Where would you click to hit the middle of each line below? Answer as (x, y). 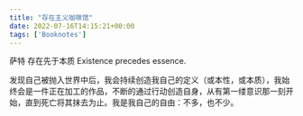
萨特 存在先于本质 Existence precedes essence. (98, 61)
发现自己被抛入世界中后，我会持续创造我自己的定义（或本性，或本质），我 (146, 80)
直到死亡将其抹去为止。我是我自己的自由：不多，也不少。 (132, 103)
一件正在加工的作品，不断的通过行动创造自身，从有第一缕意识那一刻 (159, 92)
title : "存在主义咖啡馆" (51, 18)
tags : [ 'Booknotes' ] (48, 34)
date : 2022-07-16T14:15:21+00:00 (72, 26)
